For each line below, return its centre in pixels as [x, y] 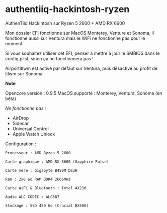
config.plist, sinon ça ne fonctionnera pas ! [50, 58]
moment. [14, 43]
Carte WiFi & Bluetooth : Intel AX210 [46, 188]
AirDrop [21, 118]
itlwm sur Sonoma [24, 73]
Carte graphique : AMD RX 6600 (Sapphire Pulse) [57, 162]
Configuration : [21, 144]
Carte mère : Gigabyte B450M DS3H [41, 170]
